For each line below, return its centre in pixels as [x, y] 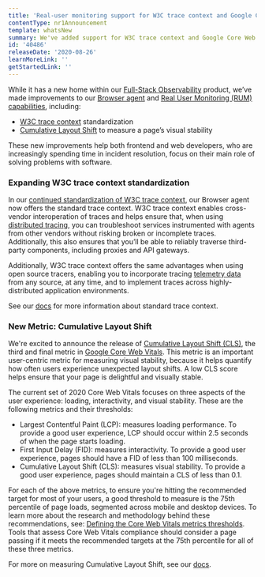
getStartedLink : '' [40, 67]
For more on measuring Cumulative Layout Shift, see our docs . [110, 564]
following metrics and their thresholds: [71, 409]
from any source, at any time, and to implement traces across [108, 282]
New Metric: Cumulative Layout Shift [80, 326]
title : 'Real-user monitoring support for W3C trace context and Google [130, 15]
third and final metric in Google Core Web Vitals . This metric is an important [131, 352]
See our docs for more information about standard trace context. [113, 306]
